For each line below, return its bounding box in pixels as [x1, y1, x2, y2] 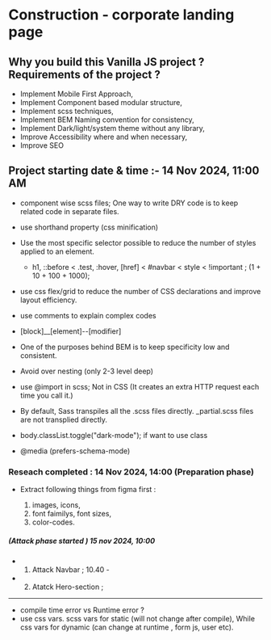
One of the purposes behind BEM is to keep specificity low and [19, 342, 230, 352]
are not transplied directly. [19, 415, 107, 424]
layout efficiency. [19, 295, 77, 305]
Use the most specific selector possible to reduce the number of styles [19, 238, 256, 247]
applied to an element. [19, 246, 95, 256]
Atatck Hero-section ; [31, 582, 104, 592]
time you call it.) [19, 390, 74, 400]
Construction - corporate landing [8, 6, 235, 24]
